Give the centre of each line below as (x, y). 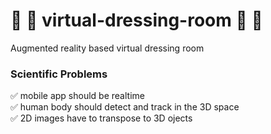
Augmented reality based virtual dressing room (107, 48)
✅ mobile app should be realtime (77, 96)
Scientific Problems (59, 74)
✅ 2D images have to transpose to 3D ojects (101, 118)
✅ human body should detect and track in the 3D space (125, 107)
